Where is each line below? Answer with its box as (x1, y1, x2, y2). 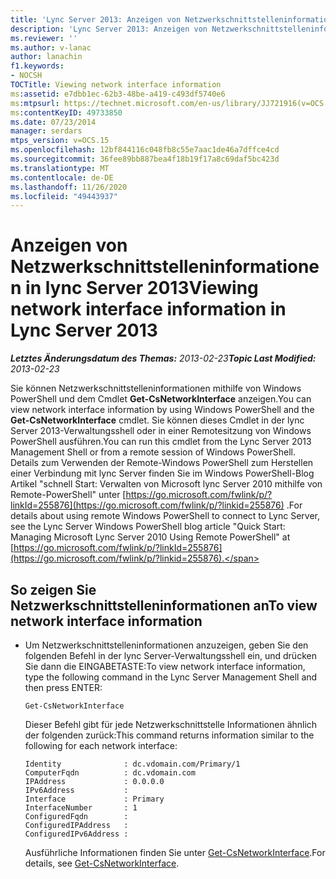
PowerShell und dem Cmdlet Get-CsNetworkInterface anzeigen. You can (10, 393, 312, 405)
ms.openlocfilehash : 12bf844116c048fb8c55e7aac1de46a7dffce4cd (10, 145, 280, 155)
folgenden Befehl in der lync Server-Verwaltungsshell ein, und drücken (24, 650, 317, 661)
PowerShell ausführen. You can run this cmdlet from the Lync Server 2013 (10, 436, 312, 448)
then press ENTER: (24, 682, 103, 693)
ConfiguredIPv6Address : (24, 829, 129, 839)
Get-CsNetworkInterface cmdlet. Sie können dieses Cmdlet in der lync (10, 414, 305, 426)
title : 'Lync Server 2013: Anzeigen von (10, 14, 182, 25)
